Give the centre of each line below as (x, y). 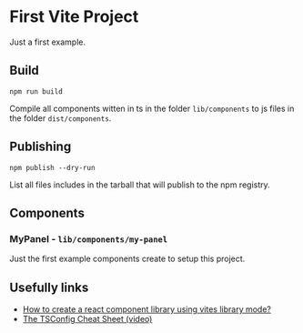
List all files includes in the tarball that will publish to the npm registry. (140, 185)
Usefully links (49, 287)
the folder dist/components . (61, 118)
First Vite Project (74, 17)
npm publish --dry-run (52, 167)
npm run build (36, 91)
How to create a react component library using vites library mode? (146, 309)
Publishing (40, 147)
